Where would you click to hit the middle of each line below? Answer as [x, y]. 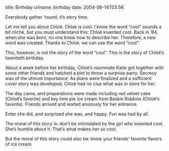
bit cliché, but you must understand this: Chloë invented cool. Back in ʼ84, [82, 32]
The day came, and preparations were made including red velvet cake [78, 93]
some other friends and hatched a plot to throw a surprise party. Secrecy [81, 73]
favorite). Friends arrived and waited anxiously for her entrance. [71, 104]
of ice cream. [19, 144]
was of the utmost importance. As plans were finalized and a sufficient [78, 78]
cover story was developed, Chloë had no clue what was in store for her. [80, 84]
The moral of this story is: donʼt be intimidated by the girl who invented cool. [84, 124]
